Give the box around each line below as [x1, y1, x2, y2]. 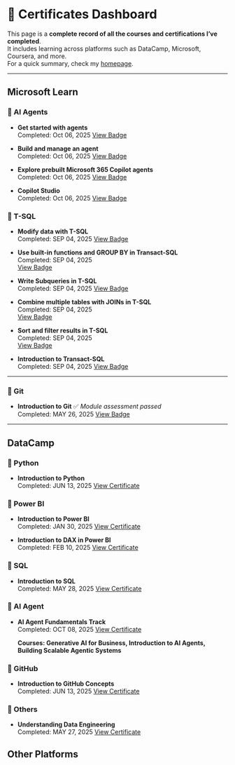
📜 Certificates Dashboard [7, 6, 157, 22]
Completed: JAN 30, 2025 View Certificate [17, 522, 141, 531]
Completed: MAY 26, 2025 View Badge [17, 410, 131, 419]
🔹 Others [7, 705, 38, 715]
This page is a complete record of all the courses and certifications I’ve [7, 29, 218, 38]
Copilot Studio [17, 186, 61, 195]
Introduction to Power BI [17, 515, 90, 523]
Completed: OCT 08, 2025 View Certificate [17, 625, 142, 633]
